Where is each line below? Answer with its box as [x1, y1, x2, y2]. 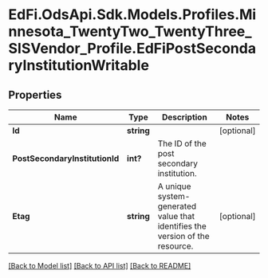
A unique [157, 181, 191, 192]
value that [157, 211, 195, 221]
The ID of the [157, 138, 207, 149]
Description [162, 112, 207, 123]
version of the [157, 231, 210, 241]
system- [157, 191, 191, 202]
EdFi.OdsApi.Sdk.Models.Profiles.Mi [8, 6, 257, 24]
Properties [8, 88, 62, 101]
